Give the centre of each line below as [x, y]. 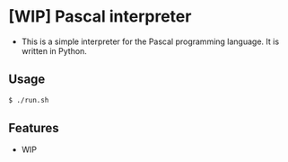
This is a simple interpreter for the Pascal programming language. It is [150, 41]
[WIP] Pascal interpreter [100, 17]
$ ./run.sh [29, 100]
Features [34, 128]
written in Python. [54, 50]
